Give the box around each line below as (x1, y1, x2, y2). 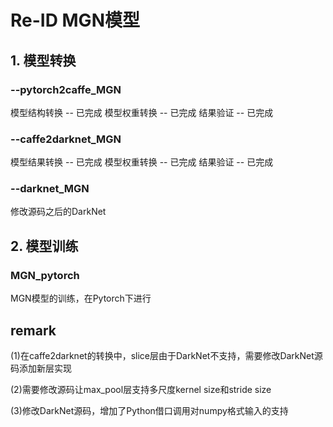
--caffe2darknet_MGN (10, 132, 122, 146)
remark (10, 322, 57, 339)
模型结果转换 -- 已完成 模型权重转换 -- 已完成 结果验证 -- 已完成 (10, 156, 274, 168)
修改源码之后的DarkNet (10, 206, 107, 218)
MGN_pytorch (10, 268, 80, 282)
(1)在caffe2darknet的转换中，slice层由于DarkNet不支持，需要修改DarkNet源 (10, 349, 323, 361)
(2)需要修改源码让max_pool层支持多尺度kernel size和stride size (10, 383, 272, 395)
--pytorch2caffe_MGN (10, 82, 122, 96)
